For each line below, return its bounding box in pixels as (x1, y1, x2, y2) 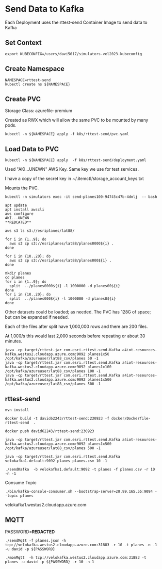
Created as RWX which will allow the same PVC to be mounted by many (5, 117, 148, 123)
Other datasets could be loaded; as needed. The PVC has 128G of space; (5, 309, 151, 315)
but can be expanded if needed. (5, 314, 69, 320)
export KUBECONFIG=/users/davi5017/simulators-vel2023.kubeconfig (5, 51, 142, 56)
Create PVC (5, 95, 41, 103)
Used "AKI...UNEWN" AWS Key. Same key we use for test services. (5, 166, 139, 172)
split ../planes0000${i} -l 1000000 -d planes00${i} (9, 284, 120, 289)
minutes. (5, 338, 23, 344)
